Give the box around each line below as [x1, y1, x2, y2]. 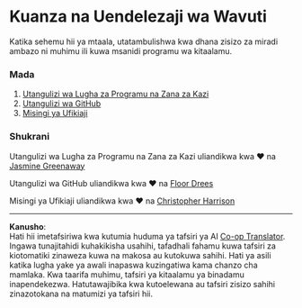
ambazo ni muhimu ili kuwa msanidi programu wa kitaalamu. [9, 45, 232, 56]
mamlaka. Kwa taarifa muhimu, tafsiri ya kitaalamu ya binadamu [9, 268, 244, 280]
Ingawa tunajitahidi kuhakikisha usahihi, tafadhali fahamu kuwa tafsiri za [9, 240, 277, 251]
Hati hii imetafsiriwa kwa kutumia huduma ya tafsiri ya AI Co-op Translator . [9, 231, 286, 241]
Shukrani [9, 131, 50, 143]
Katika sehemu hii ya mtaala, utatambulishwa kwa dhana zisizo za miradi [9, 36, 279, 47]
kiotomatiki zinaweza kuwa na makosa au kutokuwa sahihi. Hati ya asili [9, 249, 271, 260]
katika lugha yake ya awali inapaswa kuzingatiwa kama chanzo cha [9, 259, 258, 270]
